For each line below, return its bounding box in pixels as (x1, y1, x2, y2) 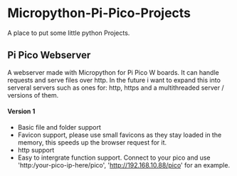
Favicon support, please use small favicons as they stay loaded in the (17, 130, 222, 139)
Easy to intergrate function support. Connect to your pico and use (17, 153, 211, 162)
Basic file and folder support (17, 123, 102, 131)
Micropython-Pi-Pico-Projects (7, 5, 191, 21)
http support (17, 145, 55, 154)
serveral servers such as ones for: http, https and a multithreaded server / (7, 83, 224, 92)
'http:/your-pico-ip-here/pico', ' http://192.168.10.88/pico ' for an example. (17, 160, 230, 169)
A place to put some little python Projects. (7, 29, 130, 37)
